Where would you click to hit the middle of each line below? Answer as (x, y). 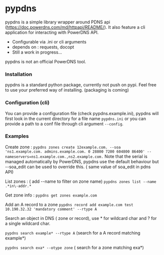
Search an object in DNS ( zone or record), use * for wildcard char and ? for (81, 218)
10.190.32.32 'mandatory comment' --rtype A (51, 209)
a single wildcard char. (28, 223)
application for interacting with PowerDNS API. (52, 32)
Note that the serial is (126, 156)
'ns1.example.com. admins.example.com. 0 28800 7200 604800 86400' (75, 152)
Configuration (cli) (27, 103)
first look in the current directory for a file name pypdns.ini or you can (76, 118)
